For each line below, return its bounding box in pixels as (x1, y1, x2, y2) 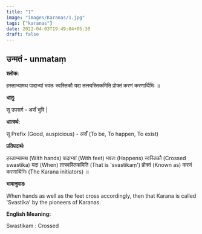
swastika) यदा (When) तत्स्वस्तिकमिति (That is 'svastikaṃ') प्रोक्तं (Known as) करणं (6, 161, 192, 168)
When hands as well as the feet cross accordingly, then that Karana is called (6, 192, 197, 200)
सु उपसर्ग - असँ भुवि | (6, 106, 48, 113)
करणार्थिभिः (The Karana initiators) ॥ (6, 167, 89, 175)
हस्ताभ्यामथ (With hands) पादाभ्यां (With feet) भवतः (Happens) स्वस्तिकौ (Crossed (6, 154, 186, 161)
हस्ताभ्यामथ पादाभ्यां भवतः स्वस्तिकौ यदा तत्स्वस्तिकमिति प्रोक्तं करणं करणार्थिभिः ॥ (6, 82, 160, 89)
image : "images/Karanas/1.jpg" (6, 15, 85, 21)
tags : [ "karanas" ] (6, 20, 53, 26)
